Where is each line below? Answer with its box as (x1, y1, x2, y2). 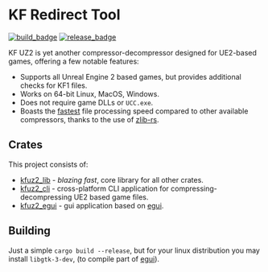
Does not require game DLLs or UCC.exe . (19, 97, 154, 107)
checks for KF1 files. (19, 80, 88, 90)
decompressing (19, 192, 72, 202)
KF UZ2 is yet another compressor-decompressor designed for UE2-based (8, 47, 258, 57)
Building (8, 224, 51, 238)
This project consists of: (8, 159, 89, 169)
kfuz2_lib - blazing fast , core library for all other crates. (19, 175, 204, 184)
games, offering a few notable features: (8, 56, 139, 66)
